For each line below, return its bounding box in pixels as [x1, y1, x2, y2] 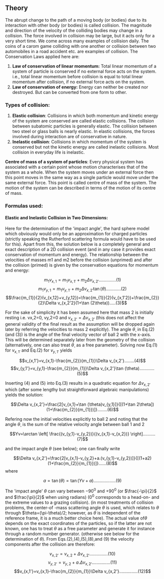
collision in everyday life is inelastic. [12, 150, 85, 155]
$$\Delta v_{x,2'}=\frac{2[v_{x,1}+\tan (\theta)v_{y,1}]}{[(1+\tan [10, 401, 136, 407]
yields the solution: [5, 392, 43, 398]
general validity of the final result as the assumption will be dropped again [5, 321, 155, 327]
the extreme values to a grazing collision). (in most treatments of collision [5, 499, 154, 505]
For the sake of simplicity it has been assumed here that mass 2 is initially [5, 309, 154, 315]
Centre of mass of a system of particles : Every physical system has [5, 159, 144, 165]
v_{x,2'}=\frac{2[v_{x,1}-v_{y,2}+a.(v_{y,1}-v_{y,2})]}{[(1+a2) [32, 455, 152, 461]
